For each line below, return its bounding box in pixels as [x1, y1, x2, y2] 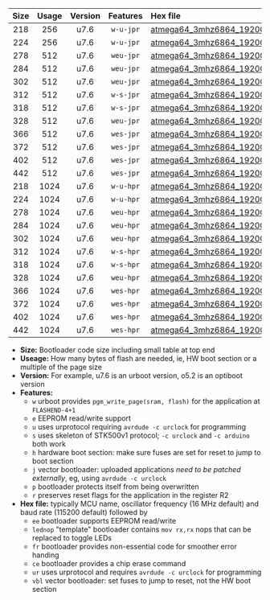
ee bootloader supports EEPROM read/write [31, 516, 177, 525]
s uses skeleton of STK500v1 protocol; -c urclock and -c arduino [31, 430, 251, 440]
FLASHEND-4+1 [31, 406, 76, 414]
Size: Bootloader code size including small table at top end [19, 345, 215, 355]
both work [31, 439, 67, 449]
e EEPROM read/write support [31, 413, 131, 423]
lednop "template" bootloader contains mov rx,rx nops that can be [31, 524, 252, 534]
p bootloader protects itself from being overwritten [31, 482, 199, 491]
